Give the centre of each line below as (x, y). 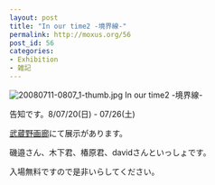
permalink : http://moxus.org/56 (70, 34)
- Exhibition (34, 60)
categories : (32, 51)
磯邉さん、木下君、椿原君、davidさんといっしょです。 (110, 152)
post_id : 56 (32, 43)
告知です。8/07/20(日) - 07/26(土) (72, 114)
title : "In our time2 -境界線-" (68, 26)
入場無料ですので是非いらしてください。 (84, 171)
